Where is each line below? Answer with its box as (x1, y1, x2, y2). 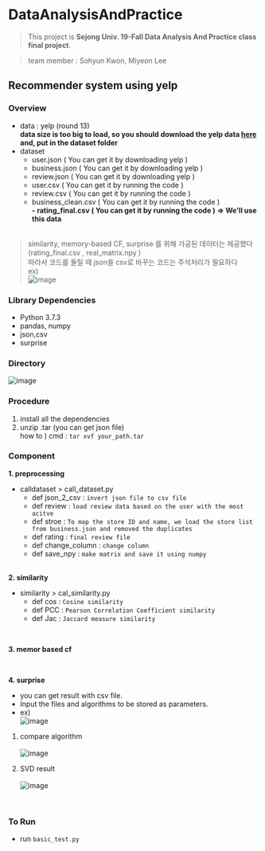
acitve (31, 509, 54, 517)
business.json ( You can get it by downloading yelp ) (31, 163, 204, 173)
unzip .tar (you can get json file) (19, 422, 125, 431)
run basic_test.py (19, 834, 80, 844)
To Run (8, 816, 36, 827)
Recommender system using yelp (8, 79, 178, 92)
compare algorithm (19, 731, 83, 741)
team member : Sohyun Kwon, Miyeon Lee (27, 56, 167, 65)
